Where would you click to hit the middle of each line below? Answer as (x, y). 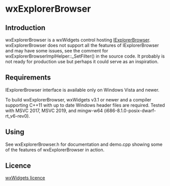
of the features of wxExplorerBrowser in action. (55, 150)
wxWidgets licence (25, 178)
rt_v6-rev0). (18, 116)
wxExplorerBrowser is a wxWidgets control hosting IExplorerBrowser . (78, 40)
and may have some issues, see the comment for (57, 51)
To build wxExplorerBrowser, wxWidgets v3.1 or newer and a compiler (78, 99)
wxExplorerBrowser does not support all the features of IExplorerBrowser (82, 45)
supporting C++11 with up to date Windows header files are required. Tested (85, 105)
